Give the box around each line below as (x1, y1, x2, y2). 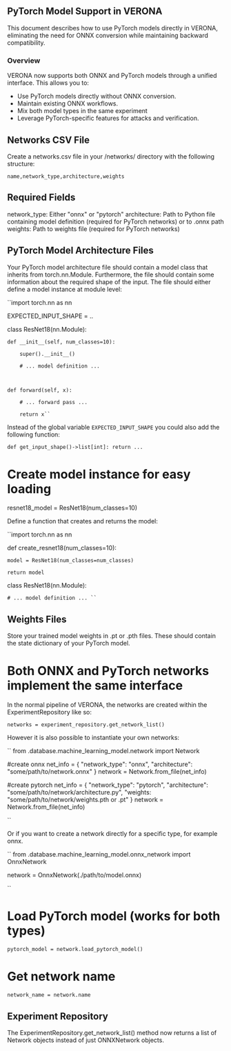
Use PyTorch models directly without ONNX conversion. (17, 92, 177, 101)
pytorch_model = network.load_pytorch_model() (7, 946, 143, 953)
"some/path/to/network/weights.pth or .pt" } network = (7, 796, 164, 804)
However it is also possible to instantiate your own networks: (7, 734, 180, 742)
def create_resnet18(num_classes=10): (7, 544, 117, 552)
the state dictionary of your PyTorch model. (7, 639, 130, 648)
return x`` (19, 410, 51, 418)
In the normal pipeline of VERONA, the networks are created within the (7, 701, 208, 709)
